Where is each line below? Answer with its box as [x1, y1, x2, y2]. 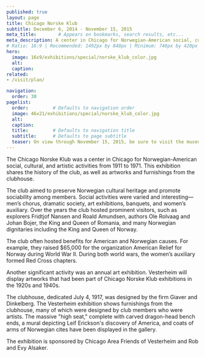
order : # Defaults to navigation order [12, 105, 135, 111]
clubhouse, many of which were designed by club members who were [6, 306, 183, 314]
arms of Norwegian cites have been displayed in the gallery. [6, 325, 157, 333]
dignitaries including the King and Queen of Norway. [6, 225, 138, 233]
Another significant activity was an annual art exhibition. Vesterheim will [6, 269, 187, 276]
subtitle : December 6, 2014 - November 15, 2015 [6, 26, 132, 32]
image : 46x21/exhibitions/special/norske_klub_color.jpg [12, 110, 160, 116]
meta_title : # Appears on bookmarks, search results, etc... [6, 32, 184, 38]
